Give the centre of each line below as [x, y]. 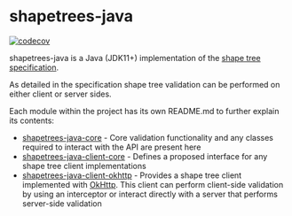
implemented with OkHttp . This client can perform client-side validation [153, 184]
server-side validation [62, 203]
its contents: [32, 120]
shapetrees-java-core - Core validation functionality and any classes [147, 137]
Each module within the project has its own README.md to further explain [144, 111]
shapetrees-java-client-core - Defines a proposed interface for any [145, 156]
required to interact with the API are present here [111, 147]
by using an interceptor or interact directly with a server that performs [150, 194]
